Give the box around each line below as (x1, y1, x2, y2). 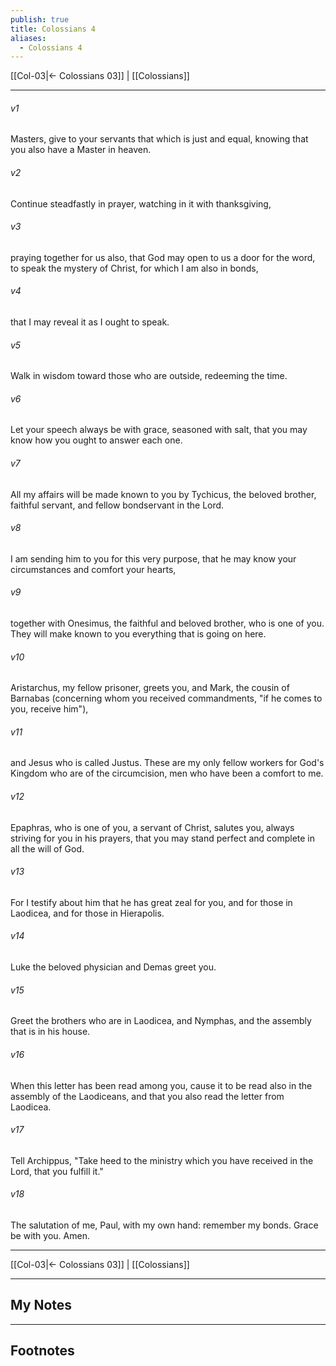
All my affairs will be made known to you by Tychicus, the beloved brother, (10, 488, 317, 500)
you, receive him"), (10, 703, 89, 715)
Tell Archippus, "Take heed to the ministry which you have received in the (10, 1154, 314, 1166)
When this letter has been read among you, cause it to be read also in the (10, 1079, 313, 1091)
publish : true (10, 14, 70, 25)
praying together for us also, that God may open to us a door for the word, (10, 251, 316, 263)
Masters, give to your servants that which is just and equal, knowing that (10, 133, 309, 145)
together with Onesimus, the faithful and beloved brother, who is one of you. (10, 617, 325, 630)
